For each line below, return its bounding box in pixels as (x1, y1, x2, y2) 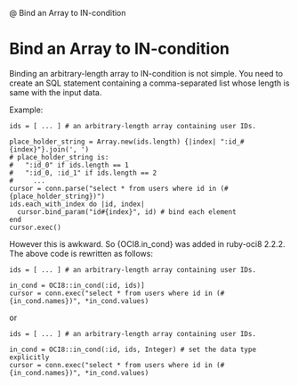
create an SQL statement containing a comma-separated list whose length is (9, 78, 290, 88)
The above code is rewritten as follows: (9, 248, 154, 259)
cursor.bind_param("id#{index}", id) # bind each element (17, 207, 238, 217)
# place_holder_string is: (9, 152, 109, 161)
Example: (9, 104, 44, 115)
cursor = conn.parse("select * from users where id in (9, 184, 217, 193)
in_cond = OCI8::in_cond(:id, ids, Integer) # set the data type (9, 345, 256, 354)
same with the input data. (9, 86, 102, 97)
